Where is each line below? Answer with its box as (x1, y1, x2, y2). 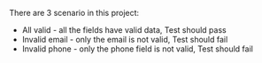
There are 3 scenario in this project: (9, 8, 140, 18)
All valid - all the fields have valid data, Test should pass (21, 25, 227, 35)
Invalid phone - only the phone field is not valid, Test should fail (21, 43, 254, 54)
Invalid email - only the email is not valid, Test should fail (21, 35, 228, 44)
